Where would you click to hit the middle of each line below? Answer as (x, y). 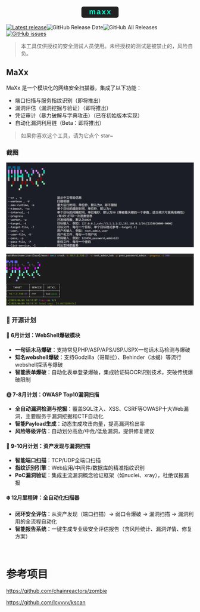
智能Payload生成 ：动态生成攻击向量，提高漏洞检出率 (80, 424)
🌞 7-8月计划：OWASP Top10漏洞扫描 (53, 394)
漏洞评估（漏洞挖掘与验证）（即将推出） (63, 107)
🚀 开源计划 (21, 320)
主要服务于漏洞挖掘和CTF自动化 (65, 416)
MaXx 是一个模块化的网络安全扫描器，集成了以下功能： (74, 88)
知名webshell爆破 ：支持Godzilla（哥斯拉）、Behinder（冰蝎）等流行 (98, 357)
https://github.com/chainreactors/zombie (57, 591)
